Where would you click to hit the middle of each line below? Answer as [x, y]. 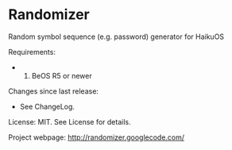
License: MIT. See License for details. [70, 121]
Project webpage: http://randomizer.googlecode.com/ [97, 137]
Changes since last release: [54, 91]
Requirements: [32, 52]
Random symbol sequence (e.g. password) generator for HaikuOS [116, 37]
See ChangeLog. [47, 106]
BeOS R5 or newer [62, 75]
